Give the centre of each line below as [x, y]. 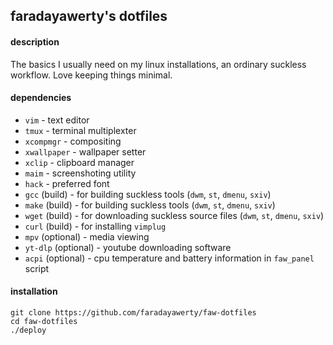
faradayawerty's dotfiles [89, 16]
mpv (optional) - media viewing [87, 236]
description [35, 41]
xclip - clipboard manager [79, 162]
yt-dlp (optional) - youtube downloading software [128, 247]
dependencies [41, 98]
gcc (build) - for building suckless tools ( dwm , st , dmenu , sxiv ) [148, 194]
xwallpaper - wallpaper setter [85, 151]
